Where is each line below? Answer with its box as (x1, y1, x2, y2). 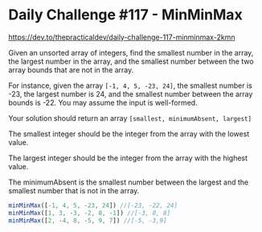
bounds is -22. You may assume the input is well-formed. (8, 97, 199, 107)
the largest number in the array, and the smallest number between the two (8, 56, 255, 66)
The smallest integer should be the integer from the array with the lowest (8, 129, 250, 139)
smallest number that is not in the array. (8, 185, 140, 195)
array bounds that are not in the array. (8, 64, 134, 74)
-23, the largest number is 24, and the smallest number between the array (8, 89, 253, 98)
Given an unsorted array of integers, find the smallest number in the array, (8, 48, 254, 57)
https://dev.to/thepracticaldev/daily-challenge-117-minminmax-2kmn (8, 32, 235, 42)
